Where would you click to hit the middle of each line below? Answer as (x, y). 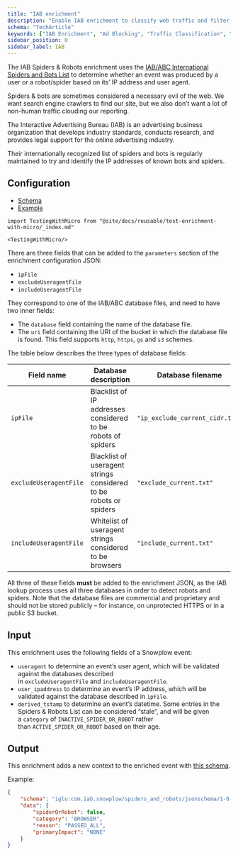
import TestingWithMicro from (52, 221)
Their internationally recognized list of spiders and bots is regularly (105, 154)
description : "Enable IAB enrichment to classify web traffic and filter (119, 21)
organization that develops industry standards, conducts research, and (111, 132)
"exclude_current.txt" (175, 482)
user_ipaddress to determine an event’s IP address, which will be (112, 688)
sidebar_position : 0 (38, 40)
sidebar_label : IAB (36, 47)
